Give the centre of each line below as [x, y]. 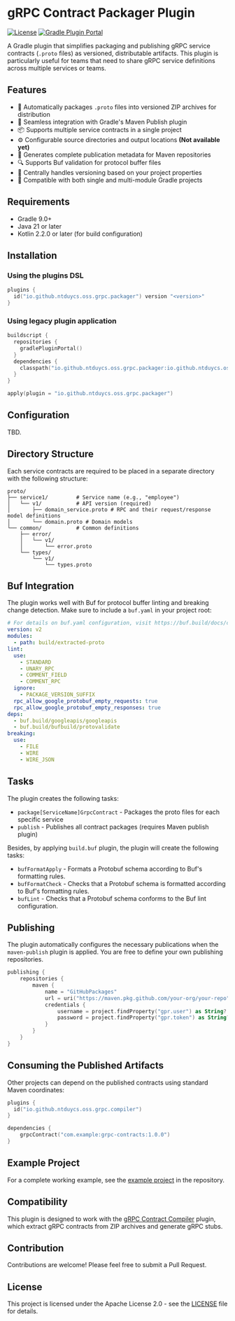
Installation [32, 256]
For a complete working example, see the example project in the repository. [116, 1180]
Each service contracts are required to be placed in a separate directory [111, 471]
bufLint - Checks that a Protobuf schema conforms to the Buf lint [112, 898]
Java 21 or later [39, 226]
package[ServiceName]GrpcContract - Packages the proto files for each [119, 812]
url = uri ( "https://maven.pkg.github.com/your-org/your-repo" [137, 998]
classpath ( [36, 368]
